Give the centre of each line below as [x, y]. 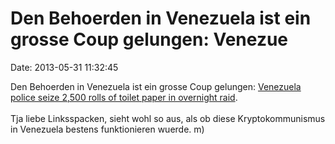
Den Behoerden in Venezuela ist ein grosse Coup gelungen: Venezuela [156, 86]
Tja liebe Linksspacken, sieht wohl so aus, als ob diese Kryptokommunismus [168, 118]
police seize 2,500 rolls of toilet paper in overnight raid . [124, 97]
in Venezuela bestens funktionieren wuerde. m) [107, 129]
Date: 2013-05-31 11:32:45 [64, 67]
